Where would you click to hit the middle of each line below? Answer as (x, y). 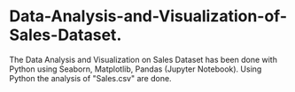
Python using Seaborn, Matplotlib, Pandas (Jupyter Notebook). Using (136, 69)
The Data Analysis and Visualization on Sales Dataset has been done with (143, 59)
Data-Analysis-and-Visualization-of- (148, 16)
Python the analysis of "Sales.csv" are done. (90, 78)
